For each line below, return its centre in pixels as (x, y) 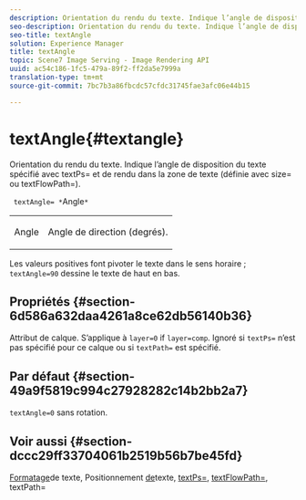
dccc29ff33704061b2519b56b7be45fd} (126, 456)
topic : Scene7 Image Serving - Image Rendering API (109, 60)
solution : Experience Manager (67, 43)
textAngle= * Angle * (51, 201)
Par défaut (40, 376)
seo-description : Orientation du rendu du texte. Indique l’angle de (144, 26)
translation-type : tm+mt (56, 78)
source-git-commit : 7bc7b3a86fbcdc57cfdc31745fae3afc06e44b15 (130, 86)
